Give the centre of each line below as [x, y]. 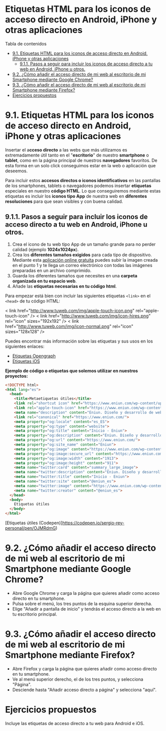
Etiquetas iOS [26, 361]
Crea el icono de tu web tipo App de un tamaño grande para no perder [84, 244]
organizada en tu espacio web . [44, 281]
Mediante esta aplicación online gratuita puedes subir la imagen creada [85, 260]
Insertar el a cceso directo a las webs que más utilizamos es [66, 150]
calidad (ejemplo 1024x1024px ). [45, 249]
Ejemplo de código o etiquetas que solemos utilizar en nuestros [72, 371]
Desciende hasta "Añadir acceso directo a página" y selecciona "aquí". [84, 690]
